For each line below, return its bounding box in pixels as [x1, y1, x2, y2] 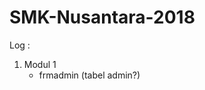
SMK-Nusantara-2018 [9, 6, 196, 29]
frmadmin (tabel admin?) [38, 69, 141, 81]
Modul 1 [23, 58, 57, 70]
